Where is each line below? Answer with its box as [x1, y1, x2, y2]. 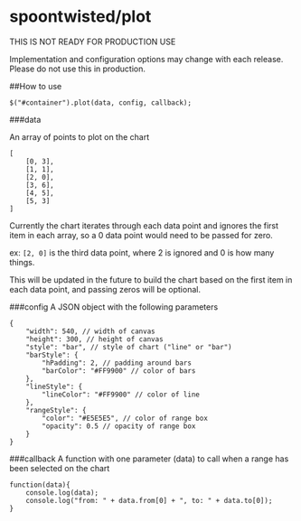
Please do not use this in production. [9, 63, 146, 74]
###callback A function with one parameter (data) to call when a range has [9, 453, 289, 464]
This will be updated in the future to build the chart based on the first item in [9, 274, 293, 285]
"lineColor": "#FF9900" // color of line [42, 390, 201, 399]
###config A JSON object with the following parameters [9, 301, 219, 312]
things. [9, 256, 35, 267]
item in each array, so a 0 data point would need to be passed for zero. [9, 229, 273, 240]
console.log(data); [25, 488, 99, 498]
